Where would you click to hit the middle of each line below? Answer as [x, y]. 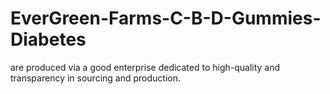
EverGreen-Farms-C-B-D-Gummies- [166, 18]
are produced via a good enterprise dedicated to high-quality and [145, 67]
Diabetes [48, 39]
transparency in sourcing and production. [95, 78]
